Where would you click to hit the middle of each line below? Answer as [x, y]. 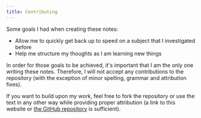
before [23, 47]
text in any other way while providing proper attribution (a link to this [91, 102]
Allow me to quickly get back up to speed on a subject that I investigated [105, 40]
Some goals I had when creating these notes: [62, 29]
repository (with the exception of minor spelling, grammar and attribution [96, 78]
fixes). [14, 84]
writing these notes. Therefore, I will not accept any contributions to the [95, 71]
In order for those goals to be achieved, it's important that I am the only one [100, 65]
